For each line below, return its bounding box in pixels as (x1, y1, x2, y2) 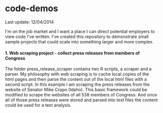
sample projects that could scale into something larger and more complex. (5, 38, 154, 44)
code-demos (5, 3, 58, 14)
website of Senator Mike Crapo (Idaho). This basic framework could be (5, 87, 147, 93)
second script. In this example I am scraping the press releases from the (5, 81, 150, 88)
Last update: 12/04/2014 (5, 19, 54, 25)
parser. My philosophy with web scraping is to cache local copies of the (5, 71, 149, 77)
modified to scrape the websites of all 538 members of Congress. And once (5, 92, 157, 98)
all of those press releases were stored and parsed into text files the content (5, 97, 158, 103)
